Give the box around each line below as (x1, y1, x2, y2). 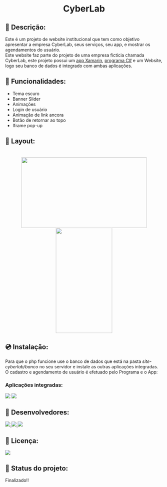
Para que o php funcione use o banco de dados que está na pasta (5, 358, 141, 364)
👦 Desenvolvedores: (5, 408, 69, 416)
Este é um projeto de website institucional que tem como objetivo (5, 36, 140, 42)
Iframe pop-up (12, 122, 43, 128)
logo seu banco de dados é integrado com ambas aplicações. (5, 63, 132, 69)
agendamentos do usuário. (5, 47, 61, 53)
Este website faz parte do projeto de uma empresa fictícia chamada (5, 52, 144, 58)
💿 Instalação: (5, 342, 48, 351)
